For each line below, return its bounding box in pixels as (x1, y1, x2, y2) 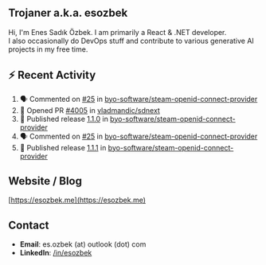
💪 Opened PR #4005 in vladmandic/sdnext (19, 105, 161, 115)
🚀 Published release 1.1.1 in (19, 142, 107, 152)
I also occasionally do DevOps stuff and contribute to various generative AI (8, 36, 255, 45)
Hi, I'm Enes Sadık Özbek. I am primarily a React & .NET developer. (8, 27, 227, 37)
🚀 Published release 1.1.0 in (19, 114, 109, 123)
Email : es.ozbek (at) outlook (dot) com (19, 240, 147, 249)
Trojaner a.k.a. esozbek (8, 6, 128, 20)
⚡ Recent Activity (8, 68, 96, 82)
